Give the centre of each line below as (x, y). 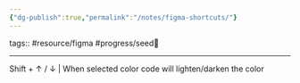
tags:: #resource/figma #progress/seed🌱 (84, 43)
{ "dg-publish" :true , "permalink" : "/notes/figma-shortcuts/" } (124, 17)
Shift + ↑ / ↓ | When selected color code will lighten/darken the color (137, 69)
